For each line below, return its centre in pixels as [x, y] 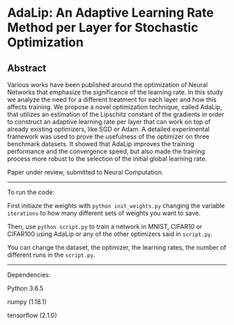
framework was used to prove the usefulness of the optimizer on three [108, 136]
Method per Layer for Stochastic [103, 27]
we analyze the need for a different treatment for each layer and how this [112, 100]
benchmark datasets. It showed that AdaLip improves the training [101, 144]
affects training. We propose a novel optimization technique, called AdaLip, [115, 107]
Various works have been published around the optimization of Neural [108, 85]
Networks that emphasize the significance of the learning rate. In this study [115, 92]
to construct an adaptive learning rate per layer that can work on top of [109, 122]
